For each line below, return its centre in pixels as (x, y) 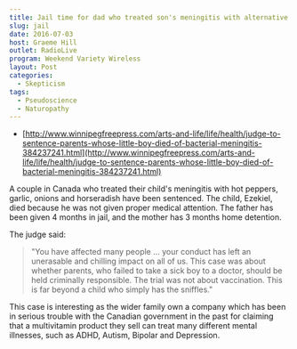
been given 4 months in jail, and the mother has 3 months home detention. (145, 217)
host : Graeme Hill (43, 42)
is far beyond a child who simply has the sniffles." (122, 289)
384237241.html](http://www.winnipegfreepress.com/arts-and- (139, 153)
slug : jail (29, 26)
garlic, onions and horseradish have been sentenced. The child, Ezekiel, (141, 199)
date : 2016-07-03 (41, 34)
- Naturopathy (43, 109)
